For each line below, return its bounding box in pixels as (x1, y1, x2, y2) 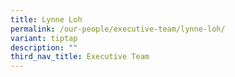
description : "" (10, 42, 78, 53)
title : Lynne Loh (10, 14, 83, 25)
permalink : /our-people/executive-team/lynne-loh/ (10, 24, 226, 34)
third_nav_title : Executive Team (10, 52, 150, 62)
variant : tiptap (10, 33, 78, 43)
